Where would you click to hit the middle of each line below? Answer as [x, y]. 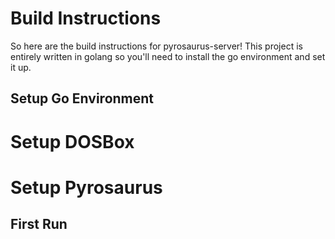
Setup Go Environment [82, 98]
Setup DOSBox [72, 141]
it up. [21, 67]
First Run [39, 224]
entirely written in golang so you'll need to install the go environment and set [168, 56]
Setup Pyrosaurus [86, 187]
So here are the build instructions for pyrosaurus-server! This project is [156, 46]
